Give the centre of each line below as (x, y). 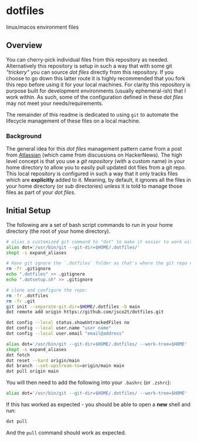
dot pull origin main (33, 371)
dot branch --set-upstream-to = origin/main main (65, 366)
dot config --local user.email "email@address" (65, 334)
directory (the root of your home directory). (58, 231)
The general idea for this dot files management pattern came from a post (94, 149)
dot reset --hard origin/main (43, 361)
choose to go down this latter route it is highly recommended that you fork (96, 78)
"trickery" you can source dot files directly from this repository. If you (90, 72)
